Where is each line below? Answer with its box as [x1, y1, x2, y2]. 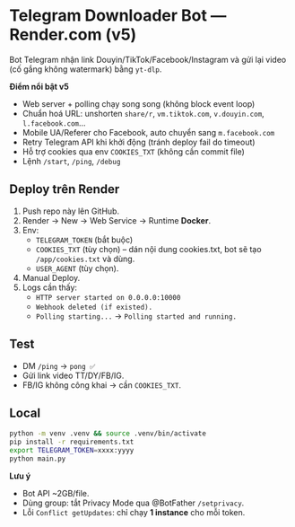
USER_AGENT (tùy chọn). [35, 262, 119, 274]
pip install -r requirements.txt [9, 437, 134, 447]
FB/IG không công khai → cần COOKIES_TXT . [22, 379, 182, 391]
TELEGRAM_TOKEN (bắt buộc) [35, 234, 134, 245]
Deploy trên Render [9, 181, 120, 198]
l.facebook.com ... [22, 118, 87, 128]
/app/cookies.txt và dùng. [35, 253, 135, 264]
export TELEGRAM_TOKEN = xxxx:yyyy [9, 446, 134, 455]
